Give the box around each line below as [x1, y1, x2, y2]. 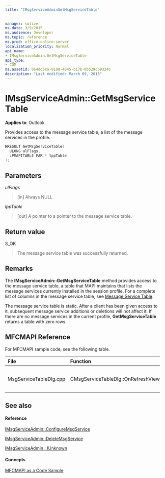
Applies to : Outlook [5, 119, 45, 125]
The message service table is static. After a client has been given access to [5, 303, 158, 309]
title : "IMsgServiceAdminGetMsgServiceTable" [5, 7, 100, 12]
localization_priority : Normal [5, 44, 69, 49]
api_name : [5, 48, 26, 53]
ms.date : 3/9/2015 [5, 26, 43, 31]
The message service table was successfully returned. [17, 250, 128, 256]
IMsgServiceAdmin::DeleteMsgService [5, 436, 83, 442]
